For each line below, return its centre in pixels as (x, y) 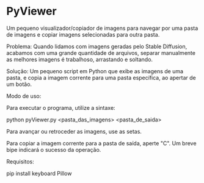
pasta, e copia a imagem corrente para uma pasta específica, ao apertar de (101, 77)
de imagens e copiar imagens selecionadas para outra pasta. (83, 34)
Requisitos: (20, 161)
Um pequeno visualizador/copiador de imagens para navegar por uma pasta (102, 28)
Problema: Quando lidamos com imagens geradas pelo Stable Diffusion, (97, 46)
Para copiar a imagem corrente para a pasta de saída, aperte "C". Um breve (101, 143)
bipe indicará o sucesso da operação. (54, 149)
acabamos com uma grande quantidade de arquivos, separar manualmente (101, 52)
